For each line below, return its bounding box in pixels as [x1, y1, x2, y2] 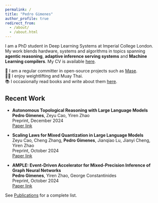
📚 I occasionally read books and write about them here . [5, 79, 118, 84]
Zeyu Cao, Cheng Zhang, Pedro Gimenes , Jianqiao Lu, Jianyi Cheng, [12, 137, 151, 143]
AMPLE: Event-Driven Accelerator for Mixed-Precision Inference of [12, 162, 151, 168]
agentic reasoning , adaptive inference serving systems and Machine [5, 53, 147, 59]
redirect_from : [5, 20, 36, 26]
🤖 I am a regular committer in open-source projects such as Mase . [5, 68, 138, 73]
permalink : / [5, 7, 32, 12]
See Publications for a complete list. [5, 192, 77, 198]
